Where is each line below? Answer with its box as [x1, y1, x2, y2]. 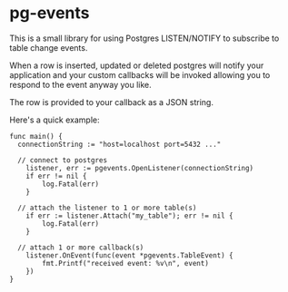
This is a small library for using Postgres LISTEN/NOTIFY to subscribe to [9, 33, 280, 44]
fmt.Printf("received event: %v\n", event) [42, 258, 209, 268]
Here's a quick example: [9, 114, 100, 125]
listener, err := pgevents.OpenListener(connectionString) [25, 163, 254, 172]
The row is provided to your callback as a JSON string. [9, 96, 214, 107]
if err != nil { [25, 171, 88, 180]
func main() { [9, 131, 64, 141]
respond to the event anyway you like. [9, 79, 152, 90]
